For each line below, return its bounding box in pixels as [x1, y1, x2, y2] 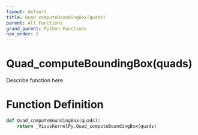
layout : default [6, 8, 47, 15]
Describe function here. [6, 77, 65, 84]
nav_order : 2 [6, 31, 39, 37]
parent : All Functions [6, 20, 63, 26]
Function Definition [6, 98, 104, 112]
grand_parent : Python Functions [6, 25, 87, 32]
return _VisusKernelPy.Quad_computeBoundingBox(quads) [17, 123, 157, 129]
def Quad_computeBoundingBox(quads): [6, 118, 101, 124]
